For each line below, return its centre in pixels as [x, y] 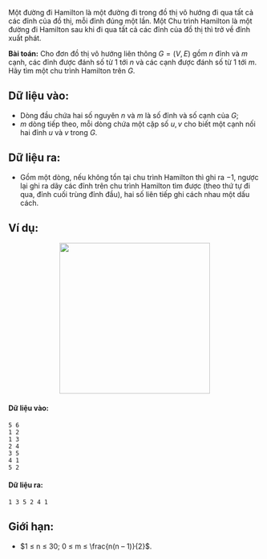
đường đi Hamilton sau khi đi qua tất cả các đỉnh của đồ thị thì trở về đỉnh [129, 29]
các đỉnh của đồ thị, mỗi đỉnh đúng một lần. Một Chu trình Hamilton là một [130, 21]
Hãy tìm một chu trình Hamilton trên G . [72, 71]
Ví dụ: [23, 228]
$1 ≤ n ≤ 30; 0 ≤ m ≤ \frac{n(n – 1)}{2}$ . [86, 546]
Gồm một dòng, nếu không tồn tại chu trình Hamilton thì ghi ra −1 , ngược [139, 177]
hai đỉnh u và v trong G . [59, 132]
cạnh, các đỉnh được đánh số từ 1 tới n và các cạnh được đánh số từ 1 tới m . [133, 62]
